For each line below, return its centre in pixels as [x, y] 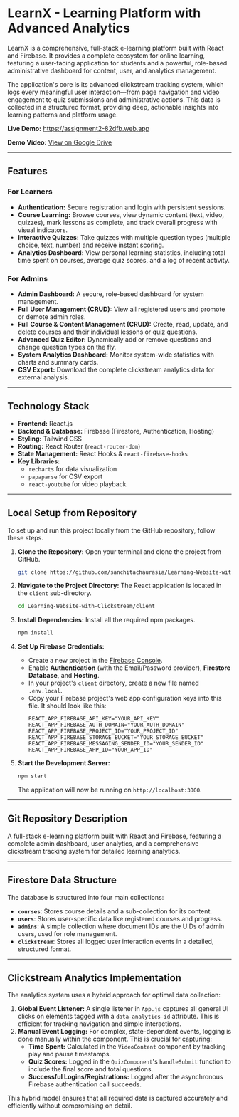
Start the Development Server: [64, 763]
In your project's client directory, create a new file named [113, 683]
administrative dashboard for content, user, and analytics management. [112, 70]
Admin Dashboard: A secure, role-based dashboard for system [111, 294]
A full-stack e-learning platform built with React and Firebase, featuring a [115, 836]
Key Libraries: [39, 461]
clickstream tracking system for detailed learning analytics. [94, 851]
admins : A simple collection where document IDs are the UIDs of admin [121, 926]
